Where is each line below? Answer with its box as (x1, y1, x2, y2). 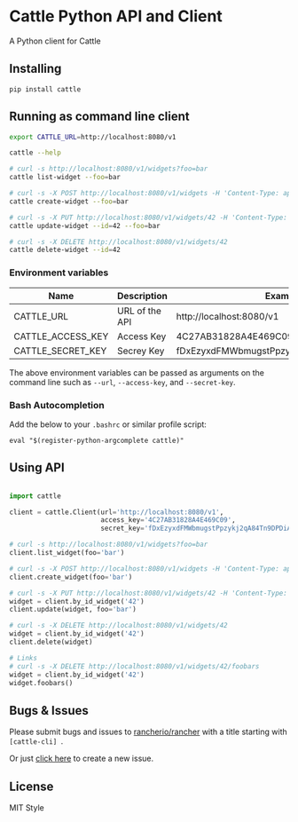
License (9, 779, 54, 794)
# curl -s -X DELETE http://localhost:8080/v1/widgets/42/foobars (9, 661, 260, 671)
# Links (9, 653, 38, 662)
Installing (9, 61, 62, 76)
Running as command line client (9, 109, 190, 124)
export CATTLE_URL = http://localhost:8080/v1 (9, 132, 176, 141)
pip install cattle (9, 84, 82, 94)
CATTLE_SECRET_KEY (13, 344, 107, 357)
